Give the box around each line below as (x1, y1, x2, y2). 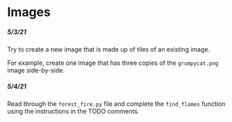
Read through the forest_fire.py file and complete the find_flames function (7, 100, 226, 108)
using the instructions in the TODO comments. (7, 107, 140, 116)
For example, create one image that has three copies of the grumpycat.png (7, 59, 219, 67)
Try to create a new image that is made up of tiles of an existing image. (7, 45, 210, 54)
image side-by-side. (7, 66, 65, 75)
